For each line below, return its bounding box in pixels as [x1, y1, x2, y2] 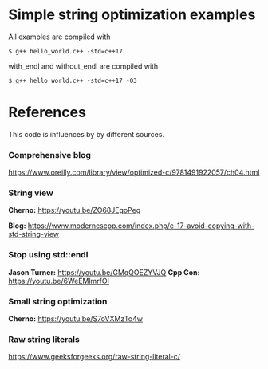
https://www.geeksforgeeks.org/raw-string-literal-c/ [8, 352, 181, 362]
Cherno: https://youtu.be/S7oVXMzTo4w [8, 314, 144, 324]
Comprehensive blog [8, 149, 92, 160]
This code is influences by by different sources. [8, 129, 165, 139]
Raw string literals [8, 333, 80, 344]
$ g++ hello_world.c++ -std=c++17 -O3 [8, 77, 137, 84]
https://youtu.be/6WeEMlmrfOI [8, 276, 110, 285]
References [8, 104, 86, 121]
